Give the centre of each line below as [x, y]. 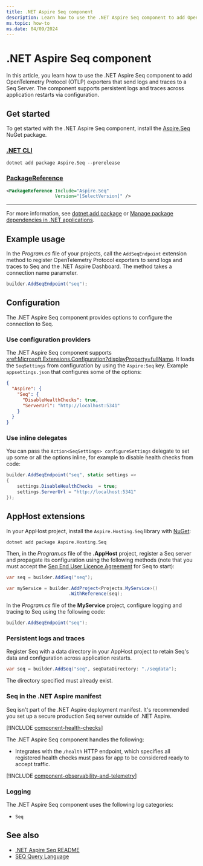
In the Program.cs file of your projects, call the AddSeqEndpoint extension [97, 254]
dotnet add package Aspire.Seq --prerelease [63, 163]
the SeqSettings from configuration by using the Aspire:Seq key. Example [97, 366]
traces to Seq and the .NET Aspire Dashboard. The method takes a [89, 266]
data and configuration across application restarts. [69, 658]
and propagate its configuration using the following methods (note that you [100, 560]
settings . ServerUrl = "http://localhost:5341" [77, 492]
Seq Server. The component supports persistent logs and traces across [95, 88]
